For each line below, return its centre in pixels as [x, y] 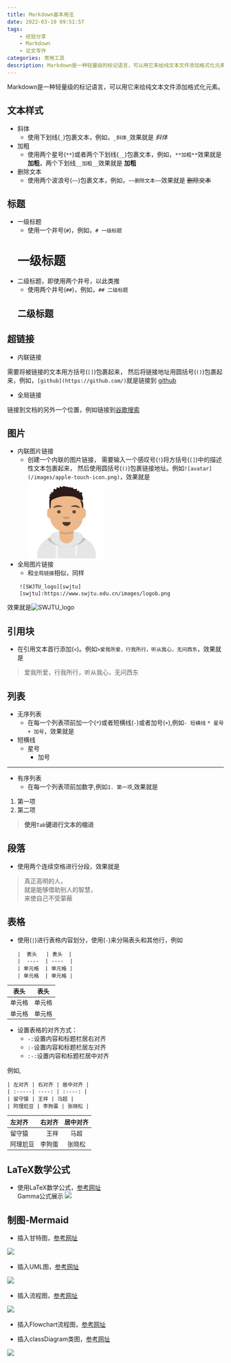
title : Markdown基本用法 [41, 14]
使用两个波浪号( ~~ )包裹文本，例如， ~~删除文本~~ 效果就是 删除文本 [119, 180]
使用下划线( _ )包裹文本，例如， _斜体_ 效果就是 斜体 [98, 137]
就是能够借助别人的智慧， [60, 889]
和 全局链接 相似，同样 [56, 573]
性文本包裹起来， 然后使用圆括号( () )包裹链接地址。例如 [106, 468]
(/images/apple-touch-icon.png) [74, 478]
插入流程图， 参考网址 [47, 1296]
